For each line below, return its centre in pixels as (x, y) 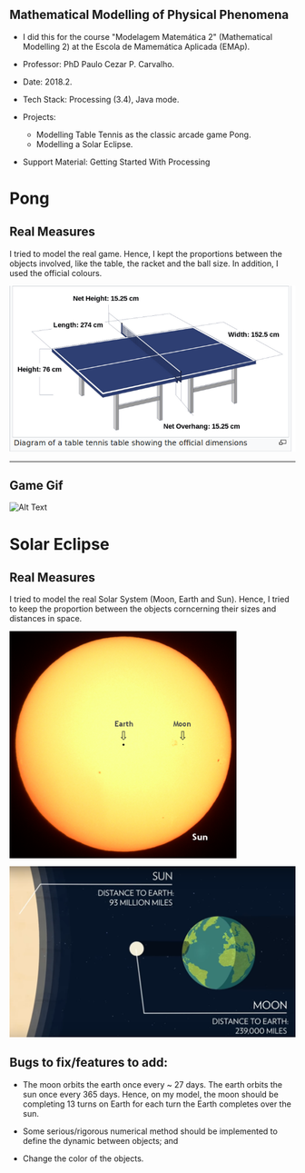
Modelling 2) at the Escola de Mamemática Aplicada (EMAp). (136, 46)
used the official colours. (56, 273)
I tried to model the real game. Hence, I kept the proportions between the (146, 253)
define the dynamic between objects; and (100, 1140)
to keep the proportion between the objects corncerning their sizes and (143, 609)
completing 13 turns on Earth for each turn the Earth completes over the (157, 1104)
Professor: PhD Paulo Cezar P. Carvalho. (98, 64)
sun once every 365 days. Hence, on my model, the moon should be (150, 1094)
